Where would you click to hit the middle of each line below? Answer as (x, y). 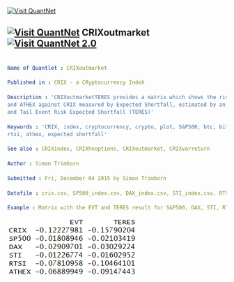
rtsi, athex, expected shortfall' (57, 134)
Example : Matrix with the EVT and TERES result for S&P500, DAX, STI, (113, 208)
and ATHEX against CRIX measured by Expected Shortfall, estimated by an (117, 105)
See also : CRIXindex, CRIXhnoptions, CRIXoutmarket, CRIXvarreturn (109, 149)
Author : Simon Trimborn (43, 164)
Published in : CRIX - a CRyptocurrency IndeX (76, 83)
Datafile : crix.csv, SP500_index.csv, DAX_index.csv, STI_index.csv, (112, 193)
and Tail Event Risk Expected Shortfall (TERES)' (81, 112)
